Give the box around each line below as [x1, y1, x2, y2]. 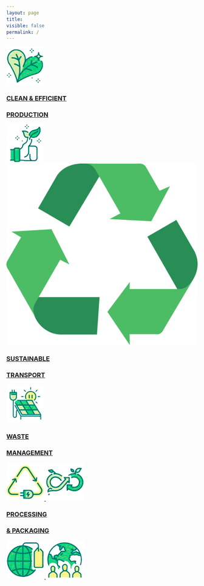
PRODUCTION [6, 111, 49, 119]
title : [6, 16, 23, 22]
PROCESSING [6, 510, 47, 519]
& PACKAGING [6, 526, 50, 535]
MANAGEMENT [6, 448, 53, 457]
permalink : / [6, 29, 39, 35]
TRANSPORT [6, 370, 46, 379]
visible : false [6, 22, 45, 29]
